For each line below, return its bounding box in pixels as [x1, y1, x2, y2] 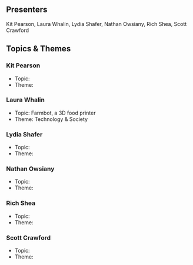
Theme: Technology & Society [14, 115, 88, 123]
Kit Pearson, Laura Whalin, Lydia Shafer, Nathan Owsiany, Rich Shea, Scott [6, 20, 187, 27]
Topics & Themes [6, 44, 71, 54]
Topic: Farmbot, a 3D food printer [14, 109, 96, 116]
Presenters [6, 5, 48, 15]
